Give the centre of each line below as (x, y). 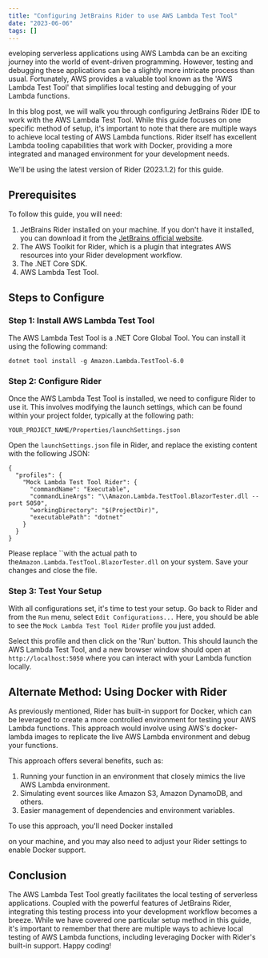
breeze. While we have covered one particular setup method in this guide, (130, 920)
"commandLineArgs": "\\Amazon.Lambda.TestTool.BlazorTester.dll (139, 497)
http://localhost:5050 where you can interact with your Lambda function (130, 658)
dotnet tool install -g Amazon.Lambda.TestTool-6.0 (96, 361)
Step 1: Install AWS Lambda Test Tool (81, 320)
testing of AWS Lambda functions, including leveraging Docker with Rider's (132, 937)
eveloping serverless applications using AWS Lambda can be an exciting (128, 54)
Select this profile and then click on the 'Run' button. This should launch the (133, 641)
